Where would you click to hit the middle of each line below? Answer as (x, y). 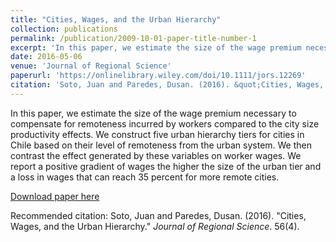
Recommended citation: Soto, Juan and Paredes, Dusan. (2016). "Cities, (158, 215)
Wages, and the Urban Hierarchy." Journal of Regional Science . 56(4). (155, 226)
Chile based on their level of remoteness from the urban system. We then (161, 145)
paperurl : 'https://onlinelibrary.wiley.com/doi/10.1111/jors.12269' (158, 76)
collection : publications (64, 29)
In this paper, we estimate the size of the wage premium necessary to (153, 113)
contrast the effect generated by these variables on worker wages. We (156, 155)
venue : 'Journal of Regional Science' (91, 66)
